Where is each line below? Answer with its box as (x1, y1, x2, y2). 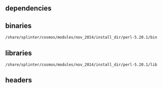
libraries (5, 48, 32, 57)
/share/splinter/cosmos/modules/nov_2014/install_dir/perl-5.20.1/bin (5, 35, 157, 40)
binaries (5, 21, 32, 30)
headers (5, 76, 32, 84)
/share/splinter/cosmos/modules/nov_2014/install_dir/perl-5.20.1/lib (5, 62, 157, 68)
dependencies (5, 4, 52, 13)
